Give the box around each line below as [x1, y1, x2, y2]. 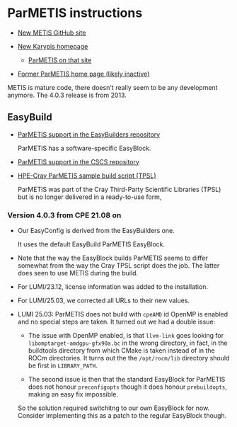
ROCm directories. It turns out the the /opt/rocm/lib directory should [28, 354, 230, 363]
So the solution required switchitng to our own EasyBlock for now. [17, 404, 210, 412]
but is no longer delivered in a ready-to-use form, [17, 193, 162, 201]
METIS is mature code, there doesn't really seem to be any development [7, 83, 218, 91]
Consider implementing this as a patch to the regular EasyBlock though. [17, 411, 227, 420]
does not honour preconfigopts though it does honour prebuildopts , [28, 382, 228, 391]
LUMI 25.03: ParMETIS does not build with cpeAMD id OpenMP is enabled [17, 310, 229, 319]
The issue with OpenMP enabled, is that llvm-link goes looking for [28, 331, 224, 340]
